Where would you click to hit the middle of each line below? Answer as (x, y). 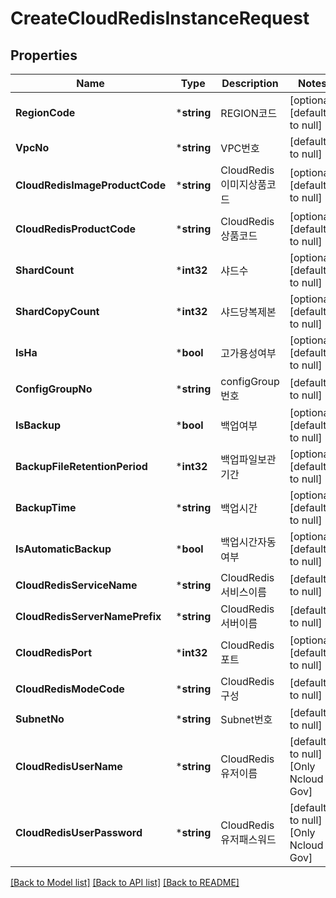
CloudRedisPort (53, 652)
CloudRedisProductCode (76, 229)
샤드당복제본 (248, 312)
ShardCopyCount (57, 311)
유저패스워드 (248, 839)
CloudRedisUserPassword (79, 832)
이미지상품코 (248, 184)
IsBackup (38, 425)
